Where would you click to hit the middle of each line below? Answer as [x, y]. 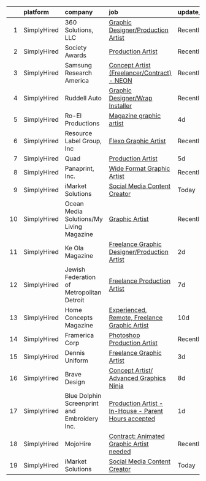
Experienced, [128, 310]
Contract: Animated [137, 436]
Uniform [76, 360]
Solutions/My [84, 219]
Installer [120, 106]
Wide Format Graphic [139, 169]
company [79, 12]
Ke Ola [74, 248]
